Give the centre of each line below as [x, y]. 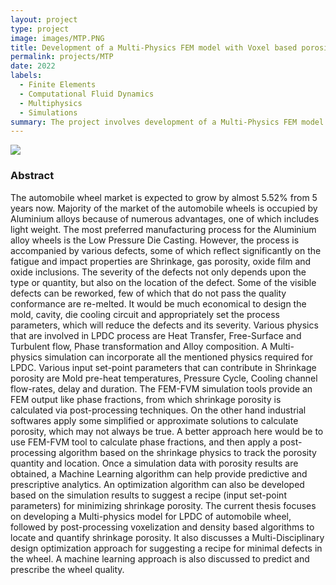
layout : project [44, 19]
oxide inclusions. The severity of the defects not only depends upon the [158, 272]
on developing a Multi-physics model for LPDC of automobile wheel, [151, 516]
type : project [40, 29]
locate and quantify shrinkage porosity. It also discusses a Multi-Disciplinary [167, 537]
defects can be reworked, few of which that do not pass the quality [148, 293]
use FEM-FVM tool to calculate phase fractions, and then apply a [144, 442]
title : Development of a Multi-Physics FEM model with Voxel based [154, 47]
